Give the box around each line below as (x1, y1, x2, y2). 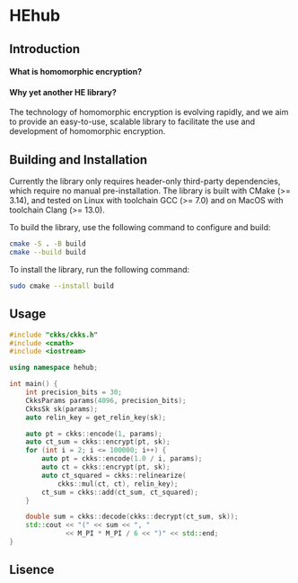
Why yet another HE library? (9, 86, 117, 97)
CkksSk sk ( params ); (25, 404, 99, 414)
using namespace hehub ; (9, 363, 99, 372)
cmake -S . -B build (9, 239, 87, 248)
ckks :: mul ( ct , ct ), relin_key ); (57, 479, 179, 489)
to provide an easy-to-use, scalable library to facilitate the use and (9, 116, 256, 127)
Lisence (9, 562, 55, 578)
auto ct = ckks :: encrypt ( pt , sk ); (41, 462, 171, 471)
